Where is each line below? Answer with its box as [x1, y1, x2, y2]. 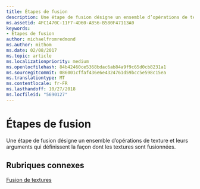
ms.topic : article [6, 53, 52, 59]
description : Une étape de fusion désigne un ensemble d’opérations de [6, 14, 187, 20]
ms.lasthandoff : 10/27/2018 [6, 86, 76, 92]
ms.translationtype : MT [6, 75, 65, 81]
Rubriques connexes [6, 160, 85, 171]
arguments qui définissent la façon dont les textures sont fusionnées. [6, 143, 176, 150]
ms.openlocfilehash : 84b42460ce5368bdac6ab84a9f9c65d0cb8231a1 [6, 64, 167, 70]
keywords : [6, 25, 31, 31]
